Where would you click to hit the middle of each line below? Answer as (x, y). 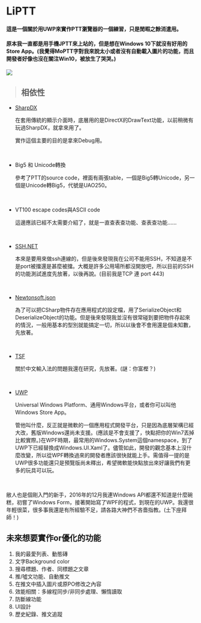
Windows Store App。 (42, 412)
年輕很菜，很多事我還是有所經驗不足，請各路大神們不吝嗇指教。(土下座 (94, 510)
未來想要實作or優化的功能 (54, 538)
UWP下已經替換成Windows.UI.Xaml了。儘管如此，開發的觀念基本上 (98, 448)
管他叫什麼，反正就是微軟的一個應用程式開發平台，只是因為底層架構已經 (104, 425)
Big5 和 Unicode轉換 (40, 164)
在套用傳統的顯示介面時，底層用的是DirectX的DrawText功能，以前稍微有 (104, 120)
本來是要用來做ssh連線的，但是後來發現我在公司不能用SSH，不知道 (98, 258)
